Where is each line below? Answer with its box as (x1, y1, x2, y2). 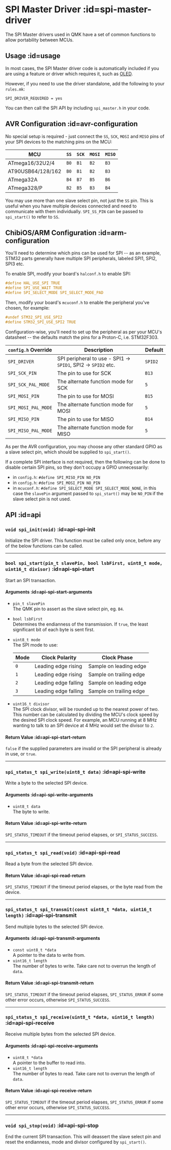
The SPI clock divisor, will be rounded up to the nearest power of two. (12, 706, 159, 712)
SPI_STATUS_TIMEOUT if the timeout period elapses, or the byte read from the (5, 884, 163, 890)
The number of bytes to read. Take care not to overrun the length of (12, 1070, 155, 1076)
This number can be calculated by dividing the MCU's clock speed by (12, 711, 159, 718)
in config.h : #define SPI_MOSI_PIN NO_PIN (12, 479, 100, 486)
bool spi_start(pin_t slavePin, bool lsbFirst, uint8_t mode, (5, 561, 163, 566)
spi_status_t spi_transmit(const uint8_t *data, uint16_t (5, 907, 152, 913)
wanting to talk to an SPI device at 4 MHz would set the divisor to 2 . (12, 722, 154, 728)
